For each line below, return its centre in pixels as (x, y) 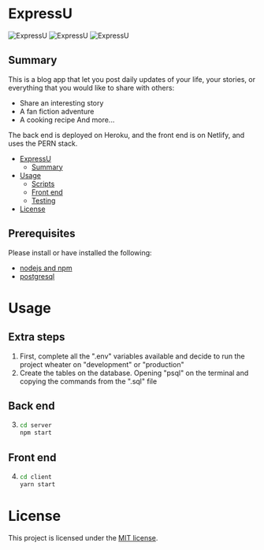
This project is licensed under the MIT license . (83, 537)
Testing (43, 200)
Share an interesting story (61, 102)
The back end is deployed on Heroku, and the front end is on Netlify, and (126, 135)
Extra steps (37, 337)
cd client (36, 477)
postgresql (37, 276)
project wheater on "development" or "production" (102, 364)
